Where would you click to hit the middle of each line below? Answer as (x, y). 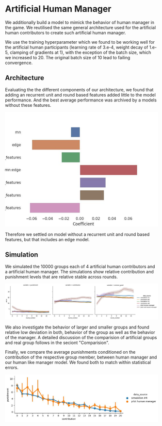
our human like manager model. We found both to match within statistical (78, 362)
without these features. (28, 105)
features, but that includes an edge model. (47, 239)
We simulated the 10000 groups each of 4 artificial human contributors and (80, 266)
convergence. (19, 63)
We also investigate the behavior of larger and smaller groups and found (77, 327)
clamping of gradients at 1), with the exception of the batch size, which (80, 52)
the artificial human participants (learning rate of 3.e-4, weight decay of (77, 47)
